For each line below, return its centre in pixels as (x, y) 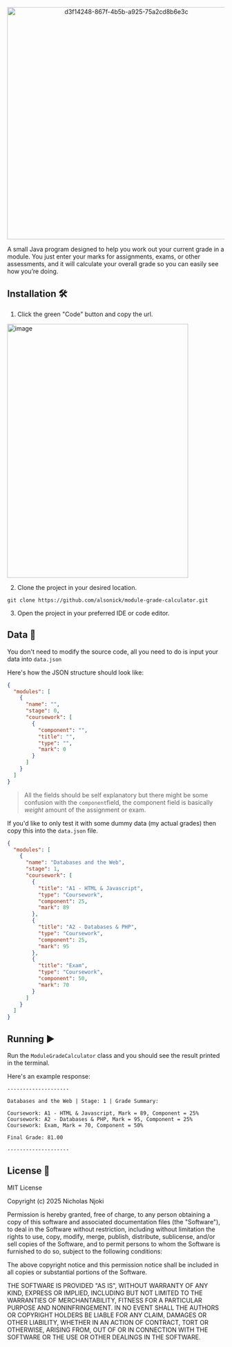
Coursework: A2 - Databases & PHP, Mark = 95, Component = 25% (100, 1119)
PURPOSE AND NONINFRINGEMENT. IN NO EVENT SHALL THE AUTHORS (113, 1307)
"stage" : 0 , (42, 711)
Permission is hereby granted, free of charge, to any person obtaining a (109, 1214)
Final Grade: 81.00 (35, 1137)
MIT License (25, 1188)
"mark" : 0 (52, 749)
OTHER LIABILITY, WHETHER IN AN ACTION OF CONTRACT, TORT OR (108, 1322)
